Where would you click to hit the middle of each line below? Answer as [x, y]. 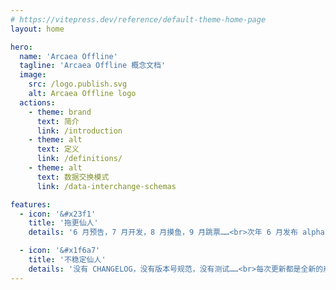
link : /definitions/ [79, 159]
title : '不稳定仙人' [67, 260]
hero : [21, 47]
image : [33, 75]
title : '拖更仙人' [63, 223]
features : [31, 204]
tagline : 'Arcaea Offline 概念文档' [93, 66]
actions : [37, 102]
